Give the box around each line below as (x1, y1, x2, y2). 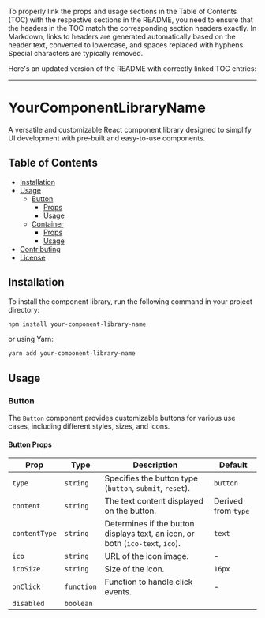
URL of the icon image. (104, 551, 189, 562)
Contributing (19, 244, 61, 253)
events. (104, 586, 132, 597)
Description (132, 459, 178, 470)
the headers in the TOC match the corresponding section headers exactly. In (8, 24, 257, 32)
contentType (12, 529, 58, 538)
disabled (12, 599, 45, 609)
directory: (8, 305, 40, 314)
